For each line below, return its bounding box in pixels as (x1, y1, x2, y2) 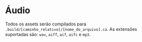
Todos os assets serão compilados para (5, 21, 87, 27)
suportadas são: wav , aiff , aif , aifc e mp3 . (5, 31, 91, 37)
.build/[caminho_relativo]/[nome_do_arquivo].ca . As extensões (5, 26, 138, 32)
